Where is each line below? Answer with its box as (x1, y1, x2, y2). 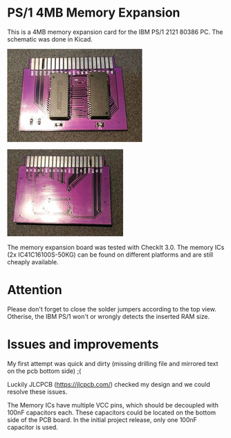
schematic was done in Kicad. (7, 35, 93, 43)
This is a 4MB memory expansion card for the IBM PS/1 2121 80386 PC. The (7, 28, 223, 36)
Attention (7, 282, 62, 298)
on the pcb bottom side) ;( (7, 367, 82, 375)
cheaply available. (7, 257, 59, 266)
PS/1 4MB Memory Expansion (7, 5, 181, 21)
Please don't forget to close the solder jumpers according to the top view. (7, 304, 216, 313)
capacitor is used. (7, 423, 59, 431)
